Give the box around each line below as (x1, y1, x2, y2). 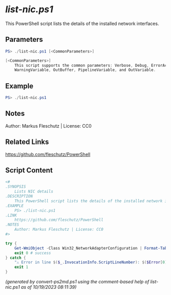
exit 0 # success (14, 250, 51, 256)
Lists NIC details (14, 189, 53, 194)
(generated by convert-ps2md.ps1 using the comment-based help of (5, 279, 149, 284)
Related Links (5, 138, 49, 146)
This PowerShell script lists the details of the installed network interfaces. (5, 20, 159, 27)
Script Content (5, 166, 53, 175)
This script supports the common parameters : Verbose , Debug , (14, 63, 149, 68)
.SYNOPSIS (5, 184, 26, 189)
